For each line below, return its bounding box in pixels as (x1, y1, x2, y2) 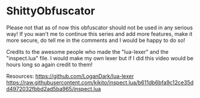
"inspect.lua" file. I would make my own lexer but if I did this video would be (6, 54, 194, 62)
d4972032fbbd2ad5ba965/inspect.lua (6, 85, 101, 92)
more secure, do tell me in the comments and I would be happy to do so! (6, 36, 186, 44)
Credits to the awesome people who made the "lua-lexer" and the (6, 48, 169, 55)
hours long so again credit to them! (6, 61, 93, 68)
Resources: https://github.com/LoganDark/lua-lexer (6, 72, 134, 79)
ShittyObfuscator (6, 4, 95, 18)
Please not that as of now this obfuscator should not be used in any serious (6, 24, 193, 31)
